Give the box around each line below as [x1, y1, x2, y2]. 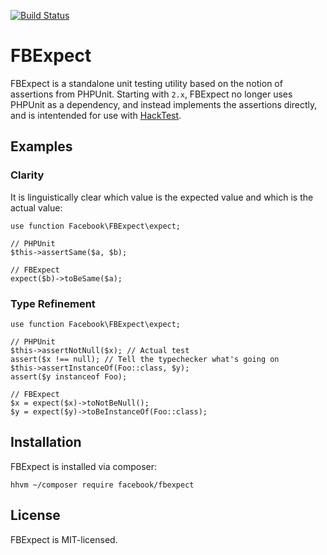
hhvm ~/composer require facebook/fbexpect [10, 480, 195, 490]
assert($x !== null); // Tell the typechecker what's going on [10, 354, 280, 364]
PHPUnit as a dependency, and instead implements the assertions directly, [10, 98, 318, 110]
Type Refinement [10, 296, 96, 310]
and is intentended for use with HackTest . [10, 109, 182, 121]
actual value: [10, 201, 63, 214]
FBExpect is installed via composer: [10, 460, 158, 472]
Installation [10, 434, 82, 451]
